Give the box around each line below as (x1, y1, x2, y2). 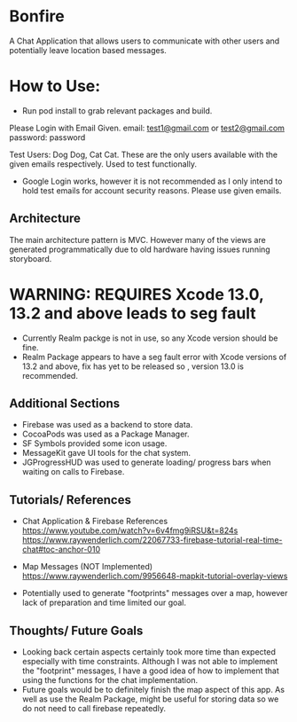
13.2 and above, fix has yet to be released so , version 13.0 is (21, 361, 244, 372)
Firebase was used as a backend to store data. (21, 420, 193, 430)
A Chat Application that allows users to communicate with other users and (9, 35, 280, 46)
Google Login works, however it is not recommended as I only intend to (21, 176, 283, 186)
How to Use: (9, 76, 101, 97)
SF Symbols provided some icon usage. (21, 438, 168, 449)
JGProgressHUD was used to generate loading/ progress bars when (21, 457, 272, 467)
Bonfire (9, 6, 65, 27)
